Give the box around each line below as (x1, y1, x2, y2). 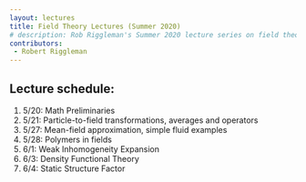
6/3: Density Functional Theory (22, 153, 139, 164)
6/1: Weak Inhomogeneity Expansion (22, 143, 159, 155)
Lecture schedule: (9, 81, 116, 96)
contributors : (9, 38, 64, 48)
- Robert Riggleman (13, 47, 88, 56)
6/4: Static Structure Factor (22, 163, 126, 174)
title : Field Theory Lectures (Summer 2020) (9, 22, 181, 31)
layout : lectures (9, 13, 76, 23)
